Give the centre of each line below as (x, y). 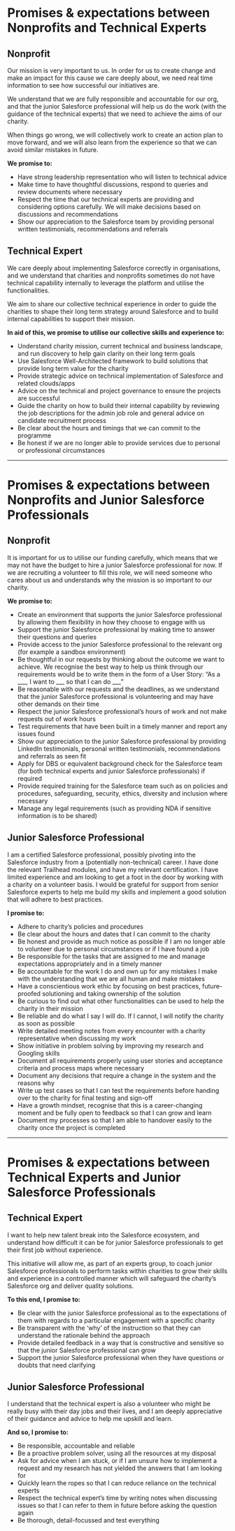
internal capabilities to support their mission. (71, 319)
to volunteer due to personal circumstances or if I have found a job (113, 948)
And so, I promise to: (38, 1432)
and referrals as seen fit (52, 756)
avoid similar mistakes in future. (53, 150)
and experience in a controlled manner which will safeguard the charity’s (112, 1278)
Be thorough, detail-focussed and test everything (88, 1520)
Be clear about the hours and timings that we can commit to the (109, 428)
